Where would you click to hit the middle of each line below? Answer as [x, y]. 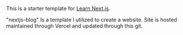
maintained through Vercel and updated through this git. [75, 26]
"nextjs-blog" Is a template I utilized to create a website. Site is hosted [92, 20]
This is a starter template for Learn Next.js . [58, 8]
